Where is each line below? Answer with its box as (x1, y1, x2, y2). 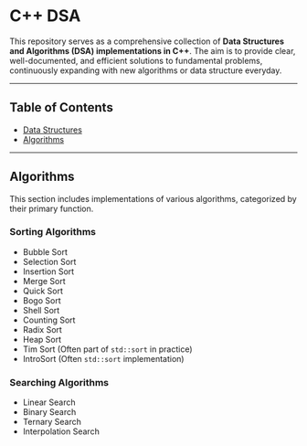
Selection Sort (22, 256, 77, 267)
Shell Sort (22, 304, 60, 315)
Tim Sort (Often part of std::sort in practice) (22, 344, 193, 355)
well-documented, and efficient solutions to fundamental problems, (9, 55, 263, 66)
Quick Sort (22, 285, 64, 296)
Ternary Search (22, 417, 82, 428)
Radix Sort (22, 324, 62, 334)
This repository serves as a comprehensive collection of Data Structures (9, 36, 285, 47)
